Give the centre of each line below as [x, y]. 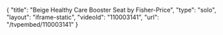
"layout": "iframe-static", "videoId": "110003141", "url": [83, 17]
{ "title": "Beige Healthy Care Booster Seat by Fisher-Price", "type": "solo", [111, 10]
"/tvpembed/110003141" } [42, 24]
